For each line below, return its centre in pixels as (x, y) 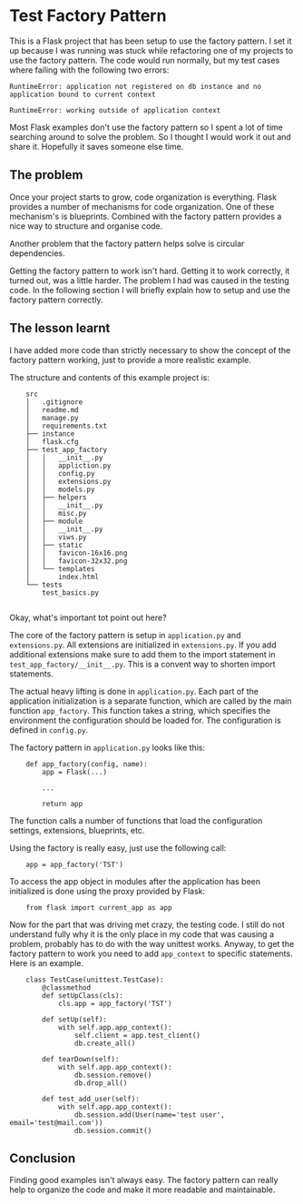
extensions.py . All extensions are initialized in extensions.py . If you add (143, 645)
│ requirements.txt (66, 426)
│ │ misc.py (57, 513)
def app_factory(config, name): (87, 764)
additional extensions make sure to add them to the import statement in (142, 654)
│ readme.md (52, 410)
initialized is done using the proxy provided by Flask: (108, 891)
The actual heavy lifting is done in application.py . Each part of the (134, 691)
